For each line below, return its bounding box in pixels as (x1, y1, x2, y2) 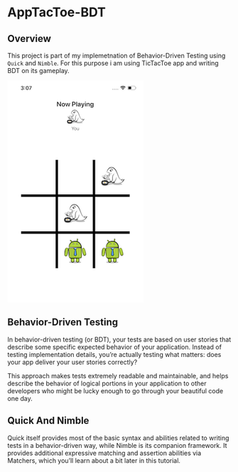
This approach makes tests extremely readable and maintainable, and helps (7, 371, 229, 380)
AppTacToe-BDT (7, 4, 107, 21)
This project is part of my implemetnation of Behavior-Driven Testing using (7, 51, 226, 60)
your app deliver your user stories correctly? (7, 358, 138, 366)
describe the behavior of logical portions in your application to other (7, 379, 207, 388)
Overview (7, 33, 52, 45)
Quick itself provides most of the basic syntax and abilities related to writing (7, 434, 229, 442)
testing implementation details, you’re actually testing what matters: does (7, 350, 222, 358)
